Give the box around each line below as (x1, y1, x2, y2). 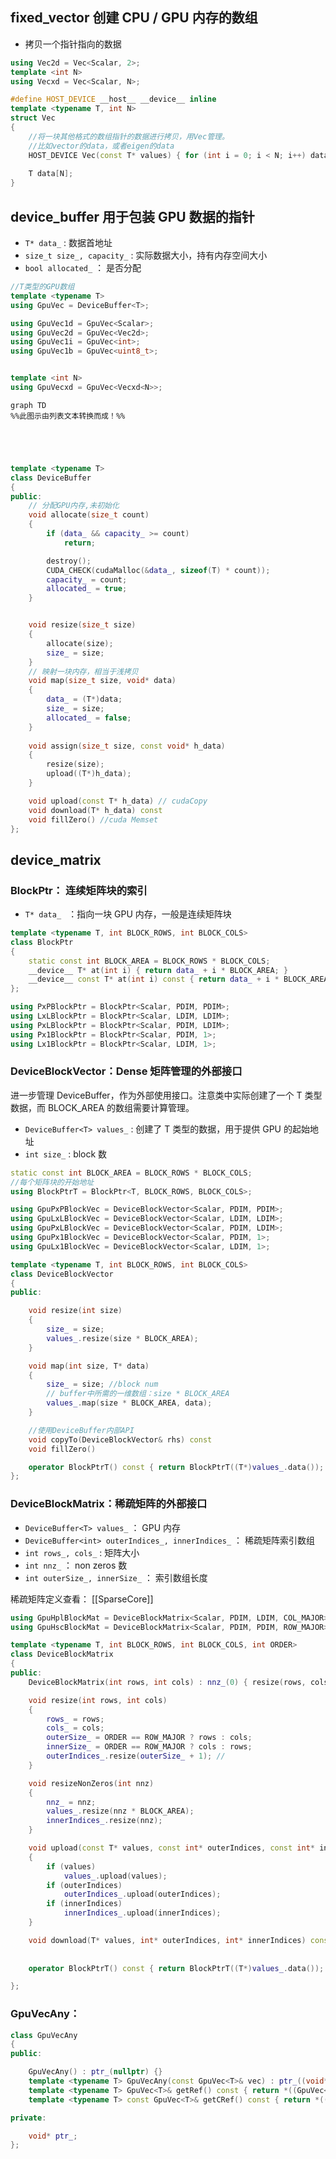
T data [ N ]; (28, 169, 74, 179)
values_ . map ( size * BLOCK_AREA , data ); (46, 1398, 213, 1408)
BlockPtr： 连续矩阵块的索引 (10, 883, 148, 897)
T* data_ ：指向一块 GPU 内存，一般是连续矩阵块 (24, 908, 232, 920)
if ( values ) (46, 1861, 97, 1872)
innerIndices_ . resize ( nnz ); (46, 1816, 163, 1826)
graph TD (10, 400, 47, 410)
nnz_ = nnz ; (46, 1797, 97, 1807)
